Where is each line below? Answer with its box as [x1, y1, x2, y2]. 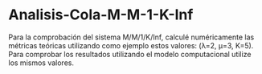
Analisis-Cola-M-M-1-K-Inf [8, 6, 194, 24]
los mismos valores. [8, 58, 75, 68]
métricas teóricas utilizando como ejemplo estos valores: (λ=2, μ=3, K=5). [8, 40, 254, 50]
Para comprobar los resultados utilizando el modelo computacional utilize [8, 49, 252, 59]
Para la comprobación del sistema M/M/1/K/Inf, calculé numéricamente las [8, 32, 255, 42]
